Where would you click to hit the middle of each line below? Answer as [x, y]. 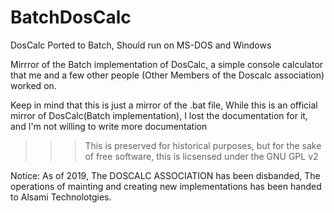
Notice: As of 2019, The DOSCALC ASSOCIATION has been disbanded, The [165, 175]
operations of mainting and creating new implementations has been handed [166, 186]
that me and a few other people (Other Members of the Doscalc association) [167, 75]
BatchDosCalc [71, 17]
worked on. [33, 85]
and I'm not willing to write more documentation [109, 126]
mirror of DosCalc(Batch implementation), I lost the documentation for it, [159, 115]
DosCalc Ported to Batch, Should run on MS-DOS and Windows [141, 45]
